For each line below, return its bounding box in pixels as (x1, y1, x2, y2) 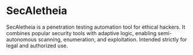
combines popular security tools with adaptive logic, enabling (6, 29, 157, 36)
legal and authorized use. (6, 42, 68, 49)
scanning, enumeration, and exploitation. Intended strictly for (37, 36, 188, 43)
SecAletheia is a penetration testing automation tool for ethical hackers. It (6, 23, 186, 30)
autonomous (6, 36, 37, 43)
